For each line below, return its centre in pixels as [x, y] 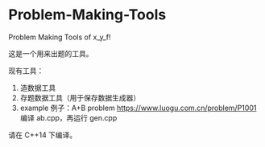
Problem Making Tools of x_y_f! [60, 37]
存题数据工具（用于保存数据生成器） [80, 97]
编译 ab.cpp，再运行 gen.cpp [68, 117]
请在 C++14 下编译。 [43, 135]
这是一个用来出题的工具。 [51, 53]
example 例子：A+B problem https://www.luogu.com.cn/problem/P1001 [138, 108]
